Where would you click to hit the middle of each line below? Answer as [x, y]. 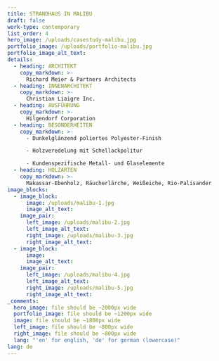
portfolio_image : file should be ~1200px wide [83, 314]
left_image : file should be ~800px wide [73, 327]
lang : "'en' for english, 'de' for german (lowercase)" [97, 340]
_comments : [23, 301]
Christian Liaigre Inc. [61, 99]
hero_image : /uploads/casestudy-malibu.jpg [72, 40]
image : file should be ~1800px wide [67, 321]
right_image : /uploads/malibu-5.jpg [79, 288]
